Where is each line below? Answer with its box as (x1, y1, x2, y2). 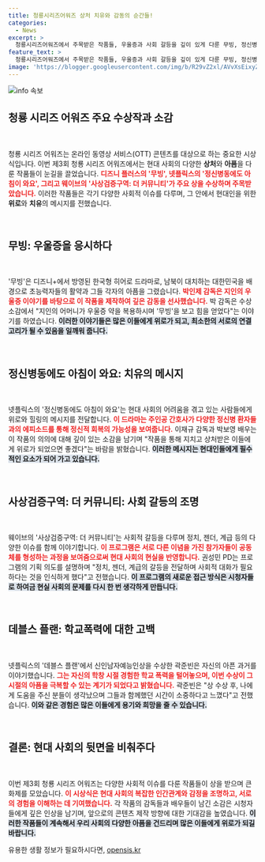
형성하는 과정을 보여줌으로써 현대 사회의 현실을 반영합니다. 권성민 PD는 (22, 553, 239, 561)
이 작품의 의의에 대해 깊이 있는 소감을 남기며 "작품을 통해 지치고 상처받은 (8, 434, 230, 444)
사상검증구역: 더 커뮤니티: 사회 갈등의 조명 (8, 495, 200, 509)
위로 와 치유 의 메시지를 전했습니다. (8, 198, 112, 208)
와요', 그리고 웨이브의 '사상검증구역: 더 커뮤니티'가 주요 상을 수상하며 (22, 179, 231, 188)
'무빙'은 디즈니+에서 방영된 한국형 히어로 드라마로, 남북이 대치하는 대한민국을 (8, 277, 244, 286)
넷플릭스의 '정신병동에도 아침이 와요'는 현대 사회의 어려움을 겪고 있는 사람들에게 (8, 405, 252, 414)
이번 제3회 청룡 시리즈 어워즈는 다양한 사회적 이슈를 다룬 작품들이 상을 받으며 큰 (8, 778, 252, 788)
